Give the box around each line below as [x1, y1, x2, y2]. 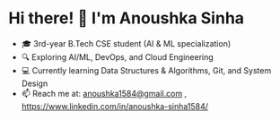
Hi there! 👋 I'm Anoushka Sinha [8, 8, 244, 29]
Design [21, 78, 48, 89]
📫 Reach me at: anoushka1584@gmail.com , [21, 88, 188, 99]
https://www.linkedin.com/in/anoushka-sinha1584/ [21, 100, 208, 111]
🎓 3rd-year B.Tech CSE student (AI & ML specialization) [21, 38, 232, 48]
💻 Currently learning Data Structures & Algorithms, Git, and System [21, 64, 272, 75]
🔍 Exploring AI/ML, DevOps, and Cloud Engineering [21, 51, 214, 62]
